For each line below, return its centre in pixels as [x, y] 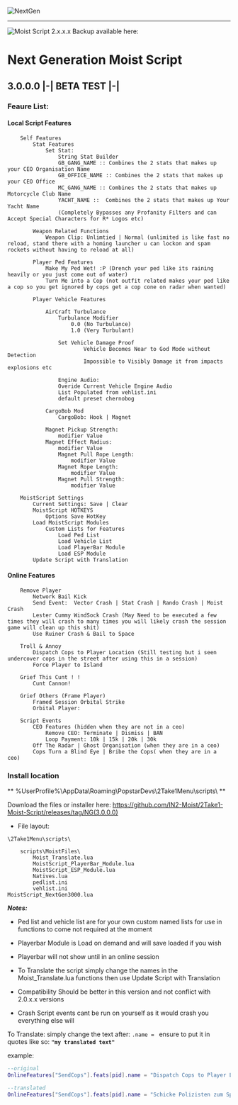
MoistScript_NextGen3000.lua [50, 895]
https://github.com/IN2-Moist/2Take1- [168, 805]
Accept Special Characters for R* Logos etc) [75, 219]
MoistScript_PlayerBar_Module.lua [84, 864]
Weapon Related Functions [71, 231]
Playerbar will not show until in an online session [88, 957]
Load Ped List [79, 535]
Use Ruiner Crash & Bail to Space [84, 634]
